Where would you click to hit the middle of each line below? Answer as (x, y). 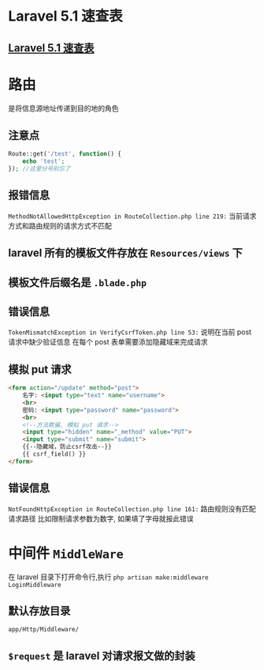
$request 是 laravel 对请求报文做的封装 (102, 655)
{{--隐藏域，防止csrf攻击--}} (67, 447)
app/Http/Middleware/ (44, 630)
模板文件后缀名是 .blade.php (78, 282)
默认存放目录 (39, 610)
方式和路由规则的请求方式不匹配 (60, 225)
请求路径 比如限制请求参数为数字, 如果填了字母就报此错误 (101, 518)
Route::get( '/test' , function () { (65, 154)
